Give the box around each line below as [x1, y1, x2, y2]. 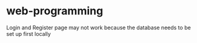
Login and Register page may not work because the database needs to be [6, 24, 191, 31]
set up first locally [6, 30, 52, 37]
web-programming [6, 4, 104, 18]
